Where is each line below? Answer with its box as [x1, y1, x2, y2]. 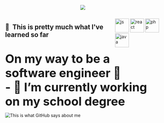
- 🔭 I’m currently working [5, 80, 147, 94]
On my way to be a [5, 51, 110, 66]
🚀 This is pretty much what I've [5, 23, 103, 32]
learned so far [5, 31, 49, 39]
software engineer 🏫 [5, 66, 122, 80]
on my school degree [5, 94, 126, 109]
